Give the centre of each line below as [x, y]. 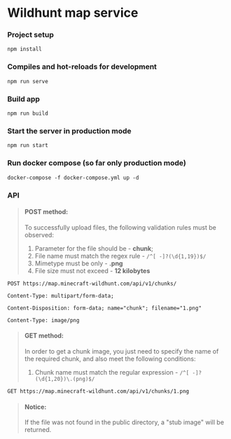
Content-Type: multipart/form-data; [61, 295]
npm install [24, 49]
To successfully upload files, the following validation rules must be [120, 227]
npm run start [28, 146]
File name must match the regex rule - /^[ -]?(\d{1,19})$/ [120, 256]
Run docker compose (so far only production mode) [97, 163]
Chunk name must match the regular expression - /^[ [112, 372]
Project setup [30, 35]
